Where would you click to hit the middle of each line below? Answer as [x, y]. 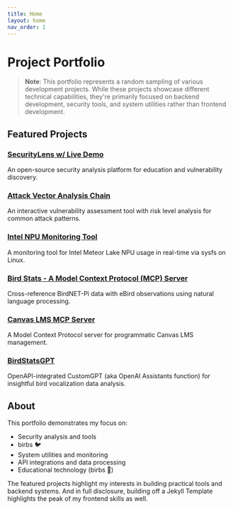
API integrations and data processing [72, 463]
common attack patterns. [44, 219]
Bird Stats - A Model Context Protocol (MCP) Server [98, 278]
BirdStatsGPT [31, 361]
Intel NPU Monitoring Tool [52, 237]
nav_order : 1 [27, 27]
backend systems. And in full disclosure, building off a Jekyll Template [110, 491]
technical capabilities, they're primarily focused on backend [112, 97]
